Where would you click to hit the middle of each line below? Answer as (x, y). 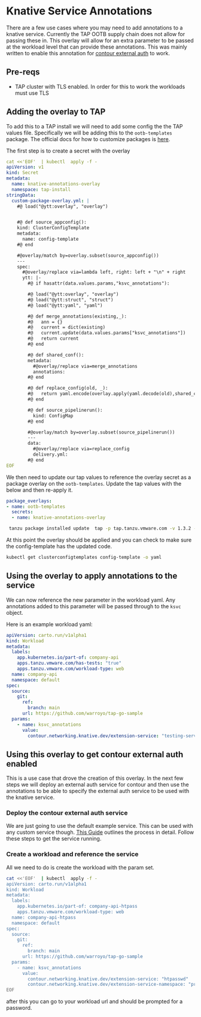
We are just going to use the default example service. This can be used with (100, 826)
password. (19, 1008)
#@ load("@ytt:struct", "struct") (71, 300)
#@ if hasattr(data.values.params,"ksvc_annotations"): (99, 283)
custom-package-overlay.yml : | (51, 201)
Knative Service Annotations (79, 11)
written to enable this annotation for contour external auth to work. (88, 53)
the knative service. (31, 797)
